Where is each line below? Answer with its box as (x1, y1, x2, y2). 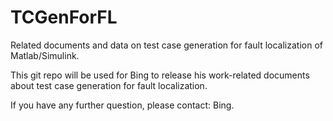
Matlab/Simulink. (10, 49, 80, 61)
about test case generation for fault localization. (10, 79, 208, 91)
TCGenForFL (10, 6, 118, 29)
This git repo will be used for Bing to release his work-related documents (10, 69, 310, 81)
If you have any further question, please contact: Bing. (10, 99, 235, 111)
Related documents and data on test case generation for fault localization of (10, 39, 323, 51)
